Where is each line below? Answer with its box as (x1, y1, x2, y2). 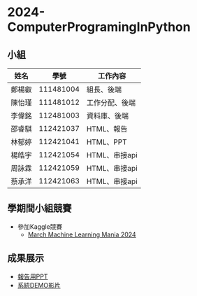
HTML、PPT (86, 137, 127, 147)
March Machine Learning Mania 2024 (27, 230, 136, 239)
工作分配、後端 (86, 98, 136, 107)
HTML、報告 (86, 124, 128, 134)
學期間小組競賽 (7, 202, 72, 214)
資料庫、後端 (86, 111, 129, 120)
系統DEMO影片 (17, 281, 61, 289)
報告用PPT (17, 272, 48, 281)
